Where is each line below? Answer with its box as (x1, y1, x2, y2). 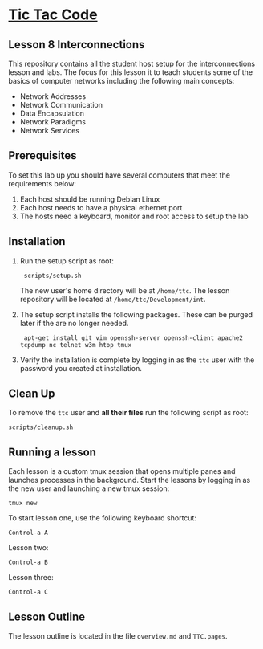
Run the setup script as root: (19, 255, 115, 266)
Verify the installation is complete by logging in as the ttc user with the (19, 355, 255, 365)
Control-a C (8, 588, 48, 596)
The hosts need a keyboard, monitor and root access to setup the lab (19, 211, 249, 221)
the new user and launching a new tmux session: (8, 484, 170, 493)
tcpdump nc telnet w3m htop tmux (19, 341, 132, 349)
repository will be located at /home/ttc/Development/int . (19, 294, 206, 304)
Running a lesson (8, 445, 96, 459)
